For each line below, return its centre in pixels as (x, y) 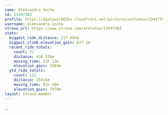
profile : (14, 19)
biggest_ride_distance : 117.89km (44, 38)
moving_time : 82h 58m (36, 84)
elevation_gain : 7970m (37, 89)
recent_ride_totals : (31, 47)
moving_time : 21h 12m (36, 61)
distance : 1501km (32, 80)
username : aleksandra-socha (34, 24)
